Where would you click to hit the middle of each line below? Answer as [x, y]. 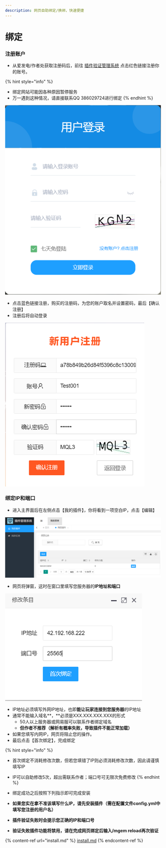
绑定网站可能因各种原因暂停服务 [45, 92]
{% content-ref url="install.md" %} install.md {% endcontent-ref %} [74, 841]
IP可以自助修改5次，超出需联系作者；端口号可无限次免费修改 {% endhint [86, 777]
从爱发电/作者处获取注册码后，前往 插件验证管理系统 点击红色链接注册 [83, 66]
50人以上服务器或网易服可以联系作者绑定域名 [66, 722]
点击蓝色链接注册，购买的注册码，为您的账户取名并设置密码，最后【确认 [86, 303]
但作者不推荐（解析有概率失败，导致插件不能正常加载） [76, 728]
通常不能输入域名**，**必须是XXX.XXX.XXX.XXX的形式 [69, 716]
